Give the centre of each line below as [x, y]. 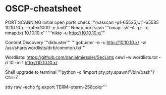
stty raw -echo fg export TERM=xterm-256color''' [56, 87]
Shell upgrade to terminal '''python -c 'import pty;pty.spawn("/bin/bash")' [80, 72]
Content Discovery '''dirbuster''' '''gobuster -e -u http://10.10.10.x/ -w [76, 42]
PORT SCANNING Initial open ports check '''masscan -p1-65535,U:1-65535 [82, 22]
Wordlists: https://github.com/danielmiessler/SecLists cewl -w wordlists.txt [82, 57]
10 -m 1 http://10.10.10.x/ [33, 62]
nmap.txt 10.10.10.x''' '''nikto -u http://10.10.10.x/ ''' [55, 33]
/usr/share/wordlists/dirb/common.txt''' [45, 47]
